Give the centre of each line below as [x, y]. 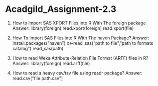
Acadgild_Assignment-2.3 [61, 9]
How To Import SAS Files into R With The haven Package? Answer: [81, 38]
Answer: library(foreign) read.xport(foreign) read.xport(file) [73, 28]
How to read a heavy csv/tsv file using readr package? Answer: [77, 73]
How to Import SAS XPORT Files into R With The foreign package [79, 23]
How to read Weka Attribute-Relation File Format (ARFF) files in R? [80, 58]
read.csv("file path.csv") [38, 78]
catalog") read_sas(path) [38, 48]
